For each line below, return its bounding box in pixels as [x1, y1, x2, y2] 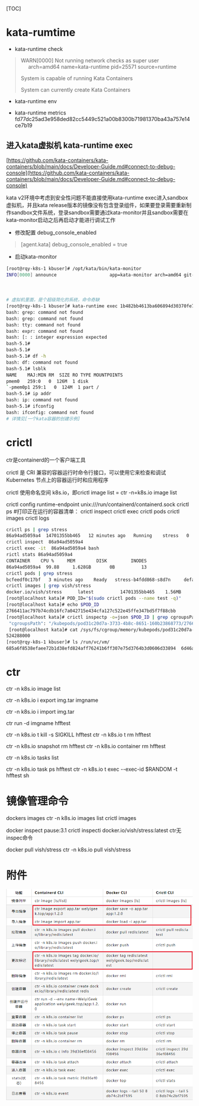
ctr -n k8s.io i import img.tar [6, 708, 75, 715]
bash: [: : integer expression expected [6, 335, 108, 341]
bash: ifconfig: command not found [6, 409, 94, 415]
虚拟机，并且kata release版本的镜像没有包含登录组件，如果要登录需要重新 [6, 201, 187, 208]
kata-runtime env [14, 97, 57, 104]
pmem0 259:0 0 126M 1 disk [6, 378, 89, 384]
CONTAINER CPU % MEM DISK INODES [6, 558, 147, 564]
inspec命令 [6, 834, 33, 841]
